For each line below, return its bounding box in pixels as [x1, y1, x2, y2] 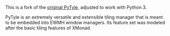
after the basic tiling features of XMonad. [5, 25, 92, 31]
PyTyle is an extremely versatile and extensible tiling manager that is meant [5, 14, 163, 20]
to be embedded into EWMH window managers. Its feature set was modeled [5, 20, 165, 25]
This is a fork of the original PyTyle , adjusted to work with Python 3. [5, 5, 147, 10]
